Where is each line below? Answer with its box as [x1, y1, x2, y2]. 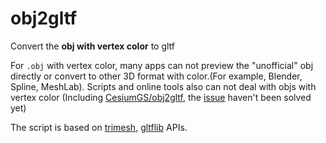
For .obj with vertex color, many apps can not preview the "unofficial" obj [10, 59, 314, 71]
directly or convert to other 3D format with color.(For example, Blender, [10, 70, 303, 82]
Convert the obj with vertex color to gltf [10, 40, 176, 52]
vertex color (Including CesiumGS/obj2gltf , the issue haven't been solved [10, 91, 312, 103]
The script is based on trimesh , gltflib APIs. [10, 121, 188, 133]
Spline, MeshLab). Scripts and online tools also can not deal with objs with [10, 80, 317, 92]
